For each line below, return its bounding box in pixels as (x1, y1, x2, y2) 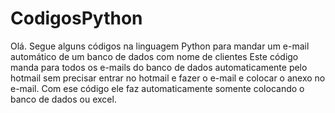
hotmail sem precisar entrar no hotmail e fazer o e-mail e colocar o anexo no (10, 72, 326, 84)
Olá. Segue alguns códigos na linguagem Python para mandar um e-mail (10, 40, 310, 52)
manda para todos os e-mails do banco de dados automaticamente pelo (10, 61, 308, 73)
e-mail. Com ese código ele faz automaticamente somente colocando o (10, 82, 305, 94)
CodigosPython (10, 7, 143, 30)
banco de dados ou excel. (10, 93, 117, 105)
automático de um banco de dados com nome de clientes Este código (10, 50, 299, 62)
